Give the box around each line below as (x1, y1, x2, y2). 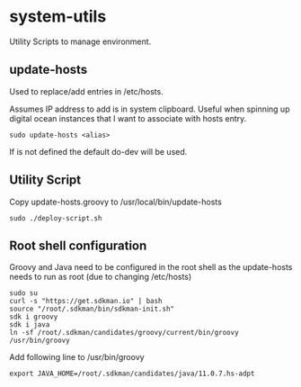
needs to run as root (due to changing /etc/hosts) (9, 272, 192, 283)
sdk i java (9, 320, 50, 329)
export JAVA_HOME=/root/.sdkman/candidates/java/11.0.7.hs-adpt (9, 369, 255, 379)
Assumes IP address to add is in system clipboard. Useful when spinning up (9, 103, 290, 114)
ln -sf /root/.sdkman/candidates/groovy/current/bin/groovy (9, 328, 240, 337)
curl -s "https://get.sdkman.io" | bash (9, 297, 164, 306)
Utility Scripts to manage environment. (9, 36, 152, 47)
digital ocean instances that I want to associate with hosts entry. (9, 112, 247, 123)
